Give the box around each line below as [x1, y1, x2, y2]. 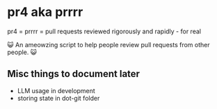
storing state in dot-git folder [17, 94, 100, 102]
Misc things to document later [7, 68, 140, 80]
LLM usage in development [17, 86, 95, 94]
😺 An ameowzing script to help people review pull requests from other [7, 40, 210, 49]
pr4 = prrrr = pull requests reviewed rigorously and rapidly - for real [7, 27, 202, 35]
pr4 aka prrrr [7, 4, 83, 20]
